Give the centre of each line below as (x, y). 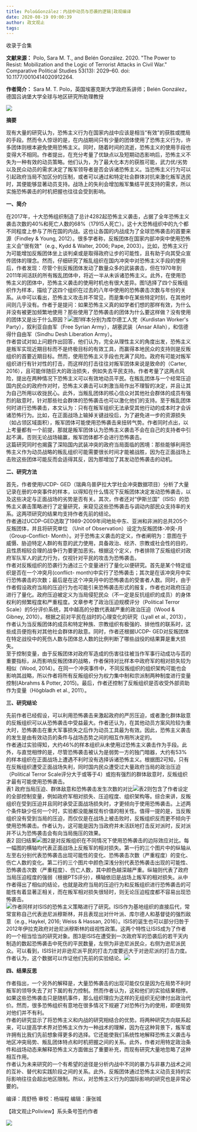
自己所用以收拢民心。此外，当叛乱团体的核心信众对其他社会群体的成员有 (98, 393)
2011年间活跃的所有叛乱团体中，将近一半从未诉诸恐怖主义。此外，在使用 (94, 275)
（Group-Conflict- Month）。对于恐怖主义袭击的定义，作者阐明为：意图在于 (97, 536)
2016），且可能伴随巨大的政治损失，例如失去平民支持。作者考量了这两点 (93, 371)
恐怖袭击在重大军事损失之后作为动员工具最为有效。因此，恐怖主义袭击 (106, 730)
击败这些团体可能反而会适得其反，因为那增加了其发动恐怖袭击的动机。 (91, 459)
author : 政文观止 (26, 22)
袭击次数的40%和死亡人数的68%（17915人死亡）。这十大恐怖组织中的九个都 (97, 224)
